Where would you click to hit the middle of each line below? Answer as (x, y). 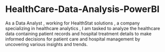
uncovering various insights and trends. (47, 44)
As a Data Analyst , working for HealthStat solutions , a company (73, 23)
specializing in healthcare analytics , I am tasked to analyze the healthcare (83, 28)
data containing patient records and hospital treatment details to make (78, 33)
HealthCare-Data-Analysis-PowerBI (82, 9)
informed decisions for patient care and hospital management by (73, 39)
